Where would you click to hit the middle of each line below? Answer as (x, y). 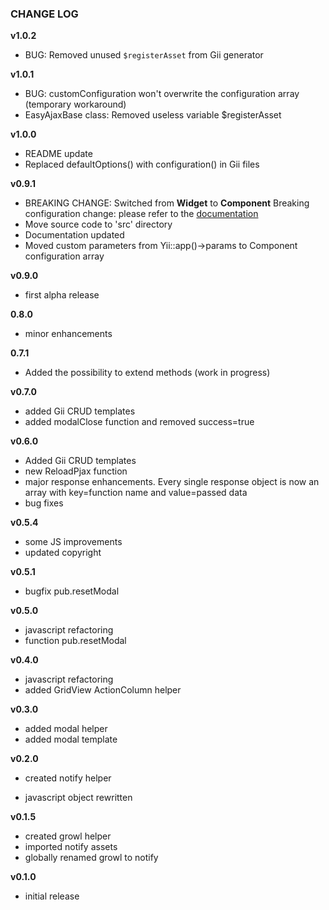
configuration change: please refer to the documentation (141, 214)
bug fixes (44, 503)
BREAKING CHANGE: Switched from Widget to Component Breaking (167, 203)
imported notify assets (71, 847)
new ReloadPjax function (76, 471)
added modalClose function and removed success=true (139, 422)
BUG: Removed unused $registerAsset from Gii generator (144, 55)
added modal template (71, 739)
